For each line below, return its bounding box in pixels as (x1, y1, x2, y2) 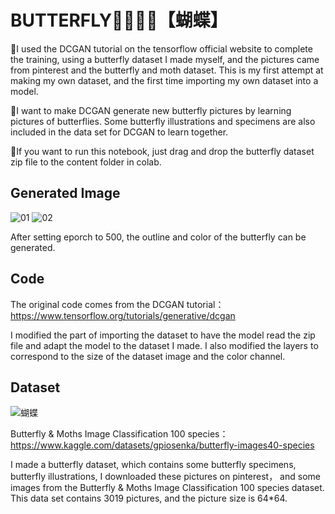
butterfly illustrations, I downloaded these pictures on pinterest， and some (10, 471, 321, 483)
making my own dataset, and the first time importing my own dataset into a (10, 74, 319, 86)
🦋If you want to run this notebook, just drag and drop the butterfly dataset (10, 145, 315, 157)
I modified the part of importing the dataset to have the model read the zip (10, 329, 316, 341)
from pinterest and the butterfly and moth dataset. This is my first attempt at (10, 64, 324, 76)
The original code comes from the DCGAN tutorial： (10, 298, 225, 310)
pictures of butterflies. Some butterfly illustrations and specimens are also (10, 115, 316, 127)
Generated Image (10, 185, 121, 202)
